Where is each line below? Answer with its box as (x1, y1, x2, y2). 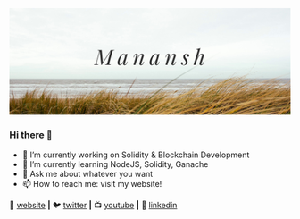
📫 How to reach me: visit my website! (21, 178, 162, 189)
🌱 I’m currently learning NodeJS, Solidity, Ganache (21, 158, 209, 169)
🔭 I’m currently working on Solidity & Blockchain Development (21, 149, 250, 160)
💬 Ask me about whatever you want (21, 168, 154, 179)
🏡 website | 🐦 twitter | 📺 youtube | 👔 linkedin (9, 199, 178, 210)
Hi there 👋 (9, 129, 54, 141)
